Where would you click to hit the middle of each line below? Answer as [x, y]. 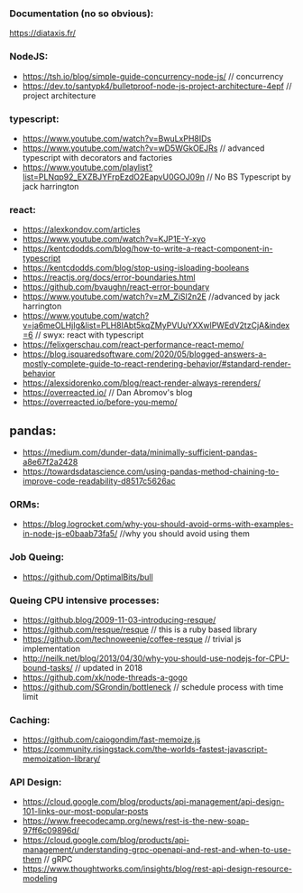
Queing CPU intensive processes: [84, 600]
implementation [51, 648]
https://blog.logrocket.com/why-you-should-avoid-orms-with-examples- [158, 524]
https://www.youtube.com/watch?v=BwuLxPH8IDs [117, 138]
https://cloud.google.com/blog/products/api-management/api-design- [153, 802]
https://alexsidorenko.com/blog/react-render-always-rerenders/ [142, 383]
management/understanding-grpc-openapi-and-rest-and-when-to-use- [156, 850]
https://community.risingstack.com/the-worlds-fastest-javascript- [145, 749]
